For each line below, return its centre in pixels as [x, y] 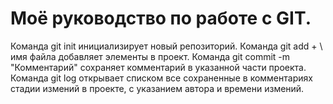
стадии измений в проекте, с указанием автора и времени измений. [157, 88]
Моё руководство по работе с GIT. [161, 18]
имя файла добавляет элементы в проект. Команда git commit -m [150, 56]
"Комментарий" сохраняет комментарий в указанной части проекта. [158, 67]
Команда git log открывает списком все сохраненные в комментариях [161, 78]
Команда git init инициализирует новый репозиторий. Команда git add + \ [166, 46]
